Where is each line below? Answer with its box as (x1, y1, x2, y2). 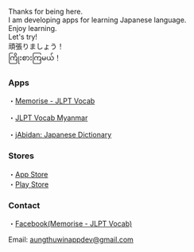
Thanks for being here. (8, 7, 83, 16)
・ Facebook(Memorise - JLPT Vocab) (8, 219, 133, 228)
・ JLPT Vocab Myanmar (8, 113, 88, 122)
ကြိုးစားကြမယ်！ (8, 53, 62, 62)
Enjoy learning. (8, 24, 57, 33)
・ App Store (8, 169, 48, 179)
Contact (8, 200, 41, 211)
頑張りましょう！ (8, 41, 64, 51)
